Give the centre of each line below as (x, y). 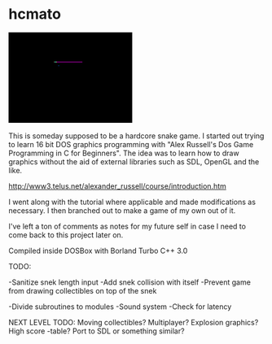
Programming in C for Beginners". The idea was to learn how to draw (124, 153)
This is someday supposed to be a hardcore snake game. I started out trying (136, 136)
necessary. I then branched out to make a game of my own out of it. (122, 210)
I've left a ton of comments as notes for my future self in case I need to (127, 226)
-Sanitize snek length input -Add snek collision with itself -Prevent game (129, 282)
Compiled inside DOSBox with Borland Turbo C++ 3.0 (98, 250)
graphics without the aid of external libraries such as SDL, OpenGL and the (134, 161)
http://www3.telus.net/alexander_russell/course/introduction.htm (117, 186)
